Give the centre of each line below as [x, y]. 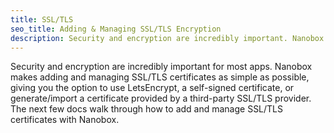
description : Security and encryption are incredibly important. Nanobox [167, 38]
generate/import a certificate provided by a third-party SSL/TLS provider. [161, 98]
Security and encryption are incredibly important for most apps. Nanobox [161, 67]
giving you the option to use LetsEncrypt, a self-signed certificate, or [152, 88]
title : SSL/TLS [42, 19]
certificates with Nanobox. [65, 120]
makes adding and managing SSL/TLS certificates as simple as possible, [160, 77]
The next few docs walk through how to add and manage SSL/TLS [147, 109]
